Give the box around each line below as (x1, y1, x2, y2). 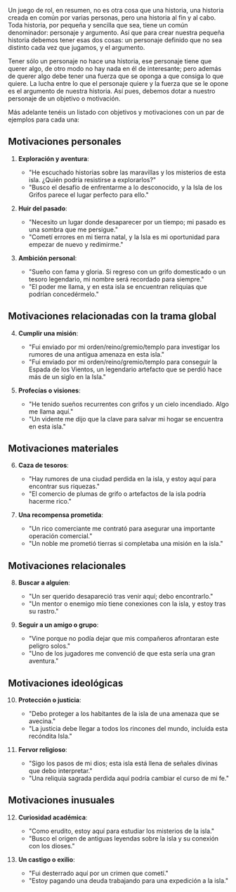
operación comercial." (28, 532, 93, 540)
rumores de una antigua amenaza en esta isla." (28, 350, 164, 358)
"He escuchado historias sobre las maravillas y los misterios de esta (28, 168, 226, 177)
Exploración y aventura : (18, 154, 90, 163)
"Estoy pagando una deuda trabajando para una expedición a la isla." (28, 876, 229, 885)
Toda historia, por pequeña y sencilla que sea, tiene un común (8, 21, 188, 29)
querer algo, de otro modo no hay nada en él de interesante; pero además (8, 65, 222, 72)
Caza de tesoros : (18, 461, 69, 470)
